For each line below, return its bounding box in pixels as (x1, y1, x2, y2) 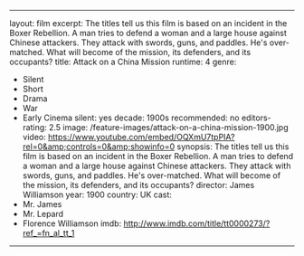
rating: (22, 122, 47, 132)
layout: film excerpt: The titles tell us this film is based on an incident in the (9, 18, 288, 28)
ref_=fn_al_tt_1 (22, 228, 75, 238)
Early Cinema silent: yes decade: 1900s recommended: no (22, 112, 240, 123)
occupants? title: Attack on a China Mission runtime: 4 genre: (9, 56, 237, 67)
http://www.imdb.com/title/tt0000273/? (123, 218, 271, 229)
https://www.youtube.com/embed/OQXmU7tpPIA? (48, 132, 235, 142)
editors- (241, 112, 271, 123)
